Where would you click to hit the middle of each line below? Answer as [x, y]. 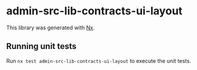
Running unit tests [41, 46]
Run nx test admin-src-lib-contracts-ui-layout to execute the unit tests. [99, 60]
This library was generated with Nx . [50, 28]
